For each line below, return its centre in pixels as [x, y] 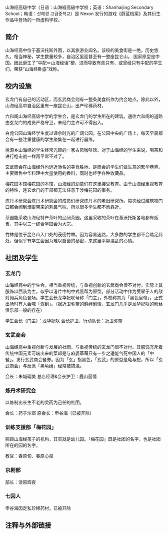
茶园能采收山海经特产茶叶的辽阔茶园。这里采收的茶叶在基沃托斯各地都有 [79, 217]
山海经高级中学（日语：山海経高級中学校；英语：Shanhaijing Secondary [79, 7]
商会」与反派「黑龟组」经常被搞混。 [46, 366]
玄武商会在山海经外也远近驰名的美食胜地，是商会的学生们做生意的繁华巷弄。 [84, 167]
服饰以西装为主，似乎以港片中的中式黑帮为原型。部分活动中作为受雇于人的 [82, 291]
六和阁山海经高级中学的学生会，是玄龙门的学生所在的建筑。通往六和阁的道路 [84, 116]
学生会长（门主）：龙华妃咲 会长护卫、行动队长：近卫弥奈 [64, 321]
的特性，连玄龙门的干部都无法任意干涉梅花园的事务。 [60, 190]
